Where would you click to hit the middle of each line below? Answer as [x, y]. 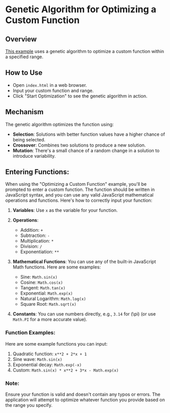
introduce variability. [34, 156]
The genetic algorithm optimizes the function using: [59, 124]
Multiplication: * [37, 241]
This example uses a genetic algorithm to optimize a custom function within [85, 51]
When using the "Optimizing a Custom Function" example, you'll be [76, 184]
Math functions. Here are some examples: [57, 267]
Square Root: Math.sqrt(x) [48, 304]
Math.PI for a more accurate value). [50, 320]
